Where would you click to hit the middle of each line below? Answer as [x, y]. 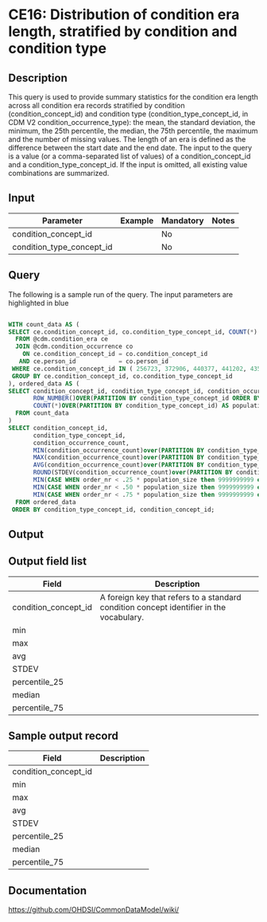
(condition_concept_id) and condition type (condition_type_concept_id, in [128, 114]
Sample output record [64, 735]
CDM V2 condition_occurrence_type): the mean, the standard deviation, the [132, 122]
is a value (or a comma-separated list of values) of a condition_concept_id [130, 156]
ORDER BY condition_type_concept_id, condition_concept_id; [113, 510]
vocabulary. [122, 617]
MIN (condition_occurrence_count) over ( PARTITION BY [118, 450]
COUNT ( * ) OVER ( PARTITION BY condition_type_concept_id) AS [131, 406]
